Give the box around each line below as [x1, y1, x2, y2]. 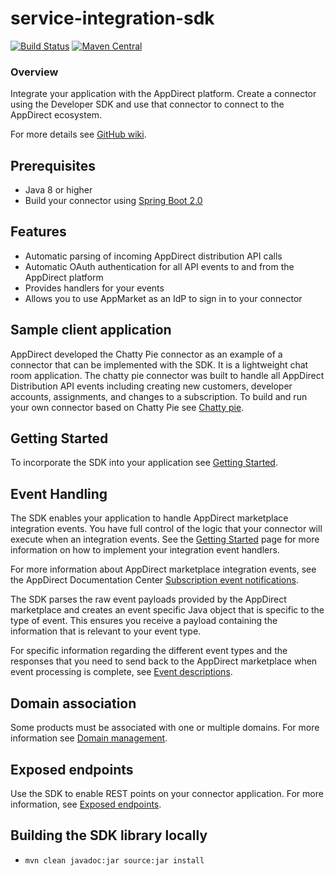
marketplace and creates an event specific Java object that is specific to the [10, 604, 325, 616]
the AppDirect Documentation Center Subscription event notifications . [10, 574, 299, 586]
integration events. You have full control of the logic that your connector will [10, 523, 323, 535]
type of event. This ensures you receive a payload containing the [10, 615, 278, 627]
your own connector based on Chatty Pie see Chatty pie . [10, 401, 245, 413]
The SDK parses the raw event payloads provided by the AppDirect [10, 593, 287, 606]
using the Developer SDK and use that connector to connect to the [10, 98, 285, 111]
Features [10, 223, 67, 241]
